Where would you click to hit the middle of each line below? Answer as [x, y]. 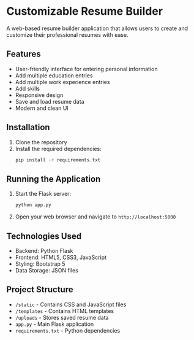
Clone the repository [41, 142]
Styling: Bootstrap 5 [40, 264]
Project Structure [40, 290]
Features [24, 54]
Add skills [28, 88]
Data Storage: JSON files [47, 270]
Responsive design [39, 95]
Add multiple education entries [54, 75]
